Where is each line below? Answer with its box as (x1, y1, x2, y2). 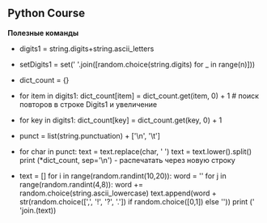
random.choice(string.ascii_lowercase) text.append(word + (19, 188, 218, 198)
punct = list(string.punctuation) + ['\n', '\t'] (19, 131, 161, 140)
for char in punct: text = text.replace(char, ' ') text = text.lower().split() (19, 146, 252, 157)
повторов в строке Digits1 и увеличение (19, 99, 158, 109)
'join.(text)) (19, 205, 57, 215)
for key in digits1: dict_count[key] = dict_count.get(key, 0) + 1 (19, 115, 222, 125)
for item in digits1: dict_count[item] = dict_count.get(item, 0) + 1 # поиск (19, 91, 260, 101)
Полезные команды (7, 28, 78, 37)
